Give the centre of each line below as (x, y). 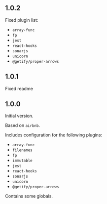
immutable (22, 161)
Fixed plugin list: (22, 20)
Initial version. (19, 116)
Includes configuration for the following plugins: (54, 135)
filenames (22, 150)
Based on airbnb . (23, 125)
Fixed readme (19, 88)
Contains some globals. (29, 196)
